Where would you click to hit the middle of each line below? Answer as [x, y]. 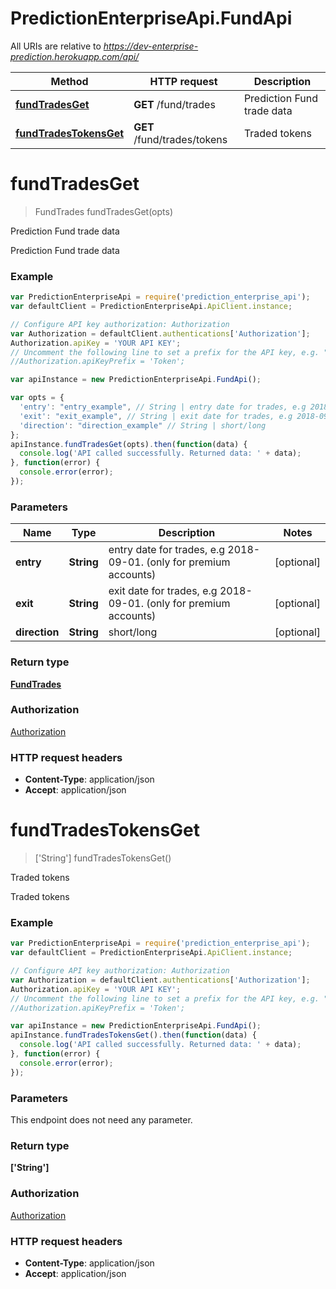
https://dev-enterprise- [151, 46]
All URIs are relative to [56, 46]
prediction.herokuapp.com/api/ [75, 56]
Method [69, 81]
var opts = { [37, 398]
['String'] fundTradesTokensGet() [103, 858]
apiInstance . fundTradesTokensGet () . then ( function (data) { [133, 1035]
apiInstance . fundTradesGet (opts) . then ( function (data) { [129, 444]
